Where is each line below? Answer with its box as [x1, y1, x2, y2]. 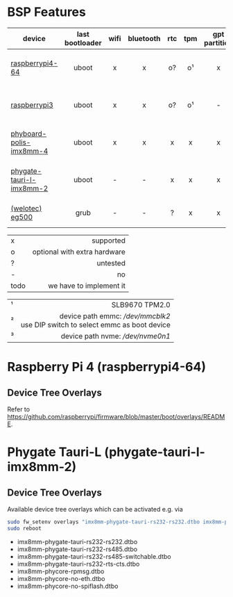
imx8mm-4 [10, 146, 49, 156]
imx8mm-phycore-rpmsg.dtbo [17, 567, 105, 575]
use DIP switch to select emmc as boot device [20, 320, 171, 329]
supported [91, 236, 126, 245]
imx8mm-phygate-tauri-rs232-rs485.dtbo [17, 545, 137, 553]
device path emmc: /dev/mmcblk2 [59, 311, 171, 320]
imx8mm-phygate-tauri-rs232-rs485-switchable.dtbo [17, 552, 171, 560]
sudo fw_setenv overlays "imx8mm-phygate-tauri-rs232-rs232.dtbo [7, 518, 200, 525]
